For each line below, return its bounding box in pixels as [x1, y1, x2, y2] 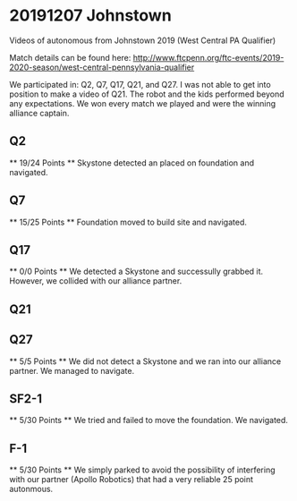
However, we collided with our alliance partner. [9, 276, 182, 286]
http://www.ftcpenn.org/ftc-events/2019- [132, 52, 284, 63]
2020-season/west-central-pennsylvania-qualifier [9, 62, 195, 72]
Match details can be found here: [9, 52, 132, 63]
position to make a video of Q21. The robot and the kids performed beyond [9, 89, 284, 99]
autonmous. [9, 484, 54, 495]
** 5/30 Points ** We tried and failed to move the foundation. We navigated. [9, 415, 289, 426]
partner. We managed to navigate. [9, 365, 135, 376]
